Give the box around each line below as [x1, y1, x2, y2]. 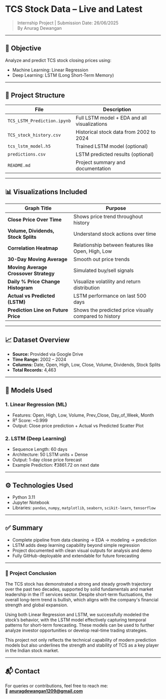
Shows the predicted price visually [73, 307, 154, 314]
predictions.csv [7, 151, 46, 157]
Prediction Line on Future [7, 307, 68, 314]
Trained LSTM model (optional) [76, 143, 148, 150]
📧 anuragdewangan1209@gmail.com [5, 688, 83, 694]
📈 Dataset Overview [5, 335, 70, 344]
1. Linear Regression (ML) [5, 401, 68, 408]
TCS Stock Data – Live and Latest [5, 3, 143, 15]
